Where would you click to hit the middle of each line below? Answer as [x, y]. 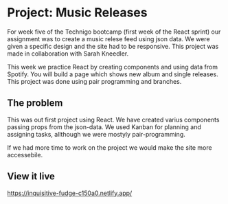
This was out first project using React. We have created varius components [113, 120]
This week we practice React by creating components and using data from [113, 67]
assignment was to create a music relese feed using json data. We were [109, 38]
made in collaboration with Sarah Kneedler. [68, 54]
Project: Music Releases [77, 13]
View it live [31, 177]
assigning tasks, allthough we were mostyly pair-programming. [96, 134]
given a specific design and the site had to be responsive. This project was [113, 46]
